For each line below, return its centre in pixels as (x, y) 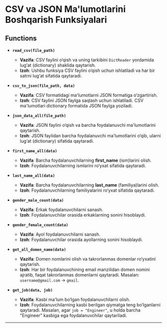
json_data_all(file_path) (39, 116)
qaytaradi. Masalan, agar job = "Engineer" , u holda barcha (80, 310)
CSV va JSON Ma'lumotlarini (65, 9)
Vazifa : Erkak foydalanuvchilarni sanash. (61, 210)
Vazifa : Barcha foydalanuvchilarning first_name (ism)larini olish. (85, 160)
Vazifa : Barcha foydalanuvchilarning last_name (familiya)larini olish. (89, 185)
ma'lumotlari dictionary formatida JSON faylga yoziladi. (76, 106)
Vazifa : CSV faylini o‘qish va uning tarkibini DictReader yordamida (87, 60)
